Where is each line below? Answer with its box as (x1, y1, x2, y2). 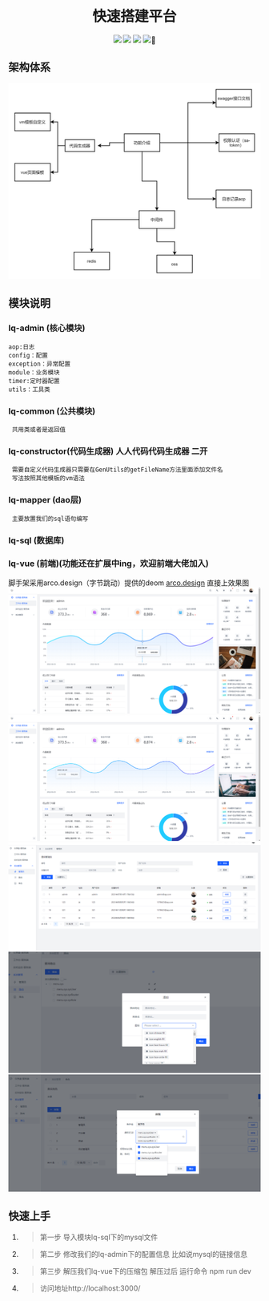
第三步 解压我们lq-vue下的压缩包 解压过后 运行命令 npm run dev (39, 1266, 252, 1275)
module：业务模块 (8, 368, 60, 377)
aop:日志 (8, 342, 35, 351)
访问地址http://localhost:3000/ (39, 1283, 141, 1293)
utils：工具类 (8, 386, 50, 394)
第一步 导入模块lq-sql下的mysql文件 (39, 1232, 159, 1242)
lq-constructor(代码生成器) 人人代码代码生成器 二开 (8, 446, 208, 457)
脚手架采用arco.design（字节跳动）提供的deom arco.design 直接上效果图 (8, 578, 250, 588)
